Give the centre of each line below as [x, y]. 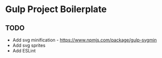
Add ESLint [24, 51]
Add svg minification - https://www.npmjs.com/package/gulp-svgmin [85, 40]
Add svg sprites [29, 45]
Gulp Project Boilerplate [56, 9]
